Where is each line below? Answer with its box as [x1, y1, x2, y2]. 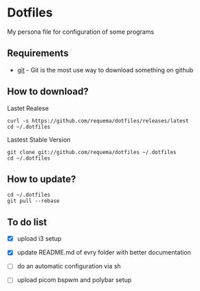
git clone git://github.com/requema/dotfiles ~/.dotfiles [7, 149, 177, 155]
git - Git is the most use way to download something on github [16, 65, 194, 74]
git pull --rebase [7, 197, 60, 204]
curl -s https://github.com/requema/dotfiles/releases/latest [7, 117, 189, 125]
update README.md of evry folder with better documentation [16, 248, 191, 257]
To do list [7, 216, 47, 228]
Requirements [7, 47, 69, 59]
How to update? [7, 173, 76, 185]
